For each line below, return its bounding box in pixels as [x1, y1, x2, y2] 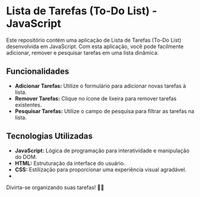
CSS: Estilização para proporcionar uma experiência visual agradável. [14, 165, 187, 173]
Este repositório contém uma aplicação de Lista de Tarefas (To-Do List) [6, 36, 182, 43]
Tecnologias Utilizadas [6, 131, 93, 141]
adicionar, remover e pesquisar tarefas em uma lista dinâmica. [6, 49, 159, 56]
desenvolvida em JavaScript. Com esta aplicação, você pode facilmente [6, 43, 184, 50]
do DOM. [14, 153, 38, 160]
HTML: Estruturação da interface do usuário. [14, 160, 125, 167]
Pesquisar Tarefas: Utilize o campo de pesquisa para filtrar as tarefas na [14, 107, 195, 114]
